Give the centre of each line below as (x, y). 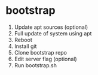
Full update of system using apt (53, 33)
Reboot (23, 40)
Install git (25, 46)
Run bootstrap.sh (36, 65)
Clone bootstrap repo (40, 52)
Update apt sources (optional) (51, 27)
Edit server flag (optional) (45, 59)
